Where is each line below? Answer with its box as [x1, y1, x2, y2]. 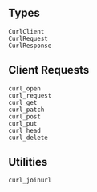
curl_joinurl [8, 176, 52, 185]
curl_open [8, 84, 42, 93]
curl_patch [8, 106, 45, 114]
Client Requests [8, 63, 90, 77]
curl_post [8, 112, 42, 121]
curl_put [8, 119, 38, 127]
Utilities [8, 155, 48, 169]
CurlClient [8, 27, 45, 35]
